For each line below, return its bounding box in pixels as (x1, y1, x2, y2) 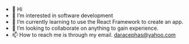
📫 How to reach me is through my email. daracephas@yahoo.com (11, 32, 176, 38)
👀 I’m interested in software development (11, 12, 114, 19)
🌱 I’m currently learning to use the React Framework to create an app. (11, 18, 184, 25)
